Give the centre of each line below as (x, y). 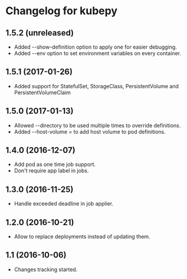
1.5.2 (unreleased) (40, 33)
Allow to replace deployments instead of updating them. (82, 237)
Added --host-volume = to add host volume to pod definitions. (90, 132)
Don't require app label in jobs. (51, 171)
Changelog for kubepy (62, 11)
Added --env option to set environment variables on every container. (97, 53)
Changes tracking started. (46, 269)
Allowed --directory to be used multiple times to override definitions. (97, 125)
